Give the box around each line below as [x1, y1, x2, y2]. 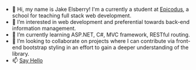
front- [176, 38, 191, 44]
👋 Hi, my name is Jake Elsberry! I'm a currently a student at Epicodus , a [11, 6, 189, 13]
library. [11, 50, 30, 57]
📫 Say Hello [11, 57, 43, 64]
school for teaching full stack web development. [11, 12, 132, 19]
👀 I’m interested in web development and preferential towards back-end [11, 19, 190, 25]
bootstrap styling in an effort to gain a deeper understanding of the [23, 44, 189, 51]
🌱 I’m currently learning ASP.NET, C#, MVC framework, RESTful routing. [11, 31, 191, 38]
